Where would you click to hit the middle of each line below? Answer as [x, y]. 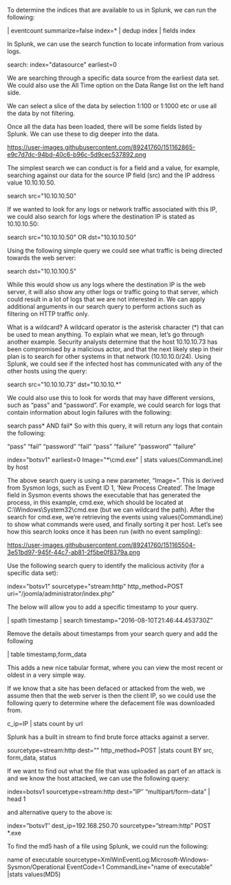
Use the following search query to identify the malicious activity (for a [106, 565]
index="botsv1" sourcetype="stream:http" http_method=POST [96, 586]
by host [18, 467]
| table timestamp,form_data [47, 654]
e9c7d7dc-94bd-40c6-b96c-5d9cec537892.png [77, 155]
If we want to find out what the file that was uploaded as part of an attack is [114, 771]
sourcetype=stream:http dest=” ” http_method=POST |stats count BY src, [111, 750]
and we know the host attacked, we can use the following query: [99, 778]
